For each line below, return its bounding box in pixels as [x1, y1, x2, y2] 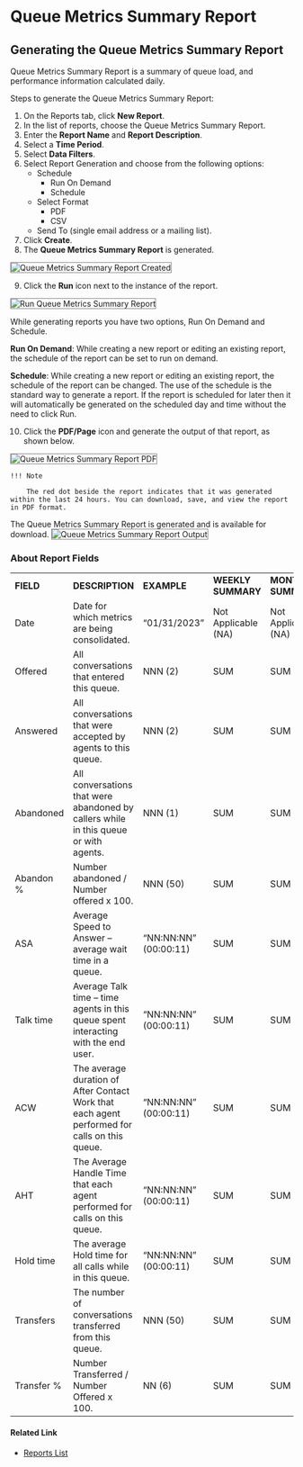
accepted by [72, 731, 126, 743]
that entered [72, 670, 125, 683]
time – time [72, 992, 120, 1004]
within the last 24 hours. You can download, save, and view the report [10, 495, 289, 504]
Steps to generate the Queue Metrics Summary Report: [10, 93, 215, 103]
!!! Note [10, 472, 43, 481]
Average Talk [72, 980, 129, 993]
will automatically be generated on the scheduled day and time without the [10, 399, 287, 409]
